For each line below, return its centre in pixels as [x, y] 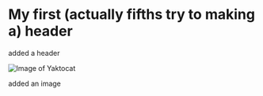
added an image [35, 83]
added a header [34, 53]
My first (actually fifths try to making [132, 15]
